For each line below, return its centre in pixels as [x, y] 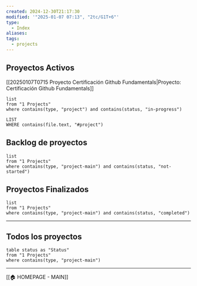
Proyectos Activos [40, 68]
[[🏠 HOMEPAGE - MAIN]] [37, 277]
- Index [21, 28]
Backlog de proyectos [47, 143]
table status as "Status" [38, 250]
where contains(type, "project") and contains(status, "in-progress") [94, 109]
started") [18, 171]
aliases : [17, 33]
